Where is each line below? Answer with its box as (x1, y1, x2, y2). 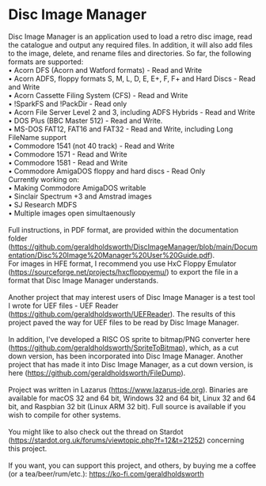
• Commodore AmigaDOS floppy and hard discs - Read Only (8, 166, 206, 176)
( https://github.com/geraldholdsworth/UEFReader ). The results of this (8, 309, 236, 318)
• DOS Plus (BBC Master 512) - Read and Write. (8, 116, 163, 125)
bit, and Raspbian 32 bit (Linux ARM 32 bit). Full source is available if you (8, 401, 246, 411)
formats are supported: (8, 57, 84, 66)
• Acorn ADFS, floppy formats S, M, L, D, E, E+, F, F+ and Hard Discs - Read (8, 74, 256, 83)
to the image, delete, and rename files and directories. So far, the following (8, 48, 252, 58)
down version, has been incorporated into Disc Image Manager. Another (8, 351, 244, 361)
